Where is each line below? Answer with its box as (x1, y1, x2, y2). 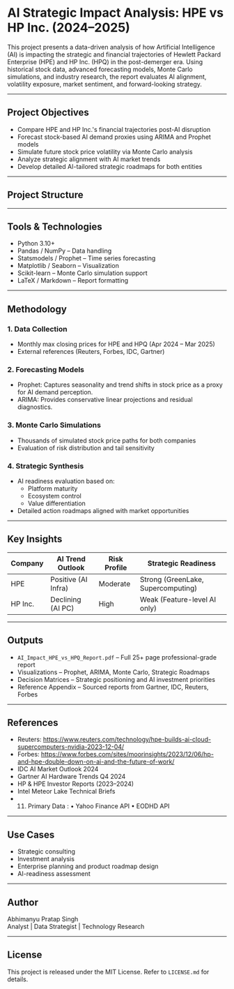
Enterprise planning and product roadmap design (17, 862, 159, 870)
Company (10, 558, 44, 568)
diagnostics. (17, 403, 53, 411)
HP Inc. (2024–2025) (7, 20, 130, 36)
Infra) (50, 583, 69, 593)
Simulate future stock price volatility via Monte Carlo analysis (17, 147, 193, 156)
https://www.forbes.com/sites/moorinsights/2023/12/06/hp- (40, 750, 214, 759)
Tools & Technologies (7, 221, 102, 232)
